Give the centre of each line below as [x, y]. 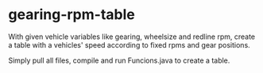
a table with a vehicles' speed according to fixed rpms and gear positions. [129, 44]
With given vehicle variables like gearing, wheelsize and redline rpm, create [132, 36]
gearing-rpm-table [72, 15]
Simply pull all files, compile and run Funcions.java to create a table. [119, 60]
